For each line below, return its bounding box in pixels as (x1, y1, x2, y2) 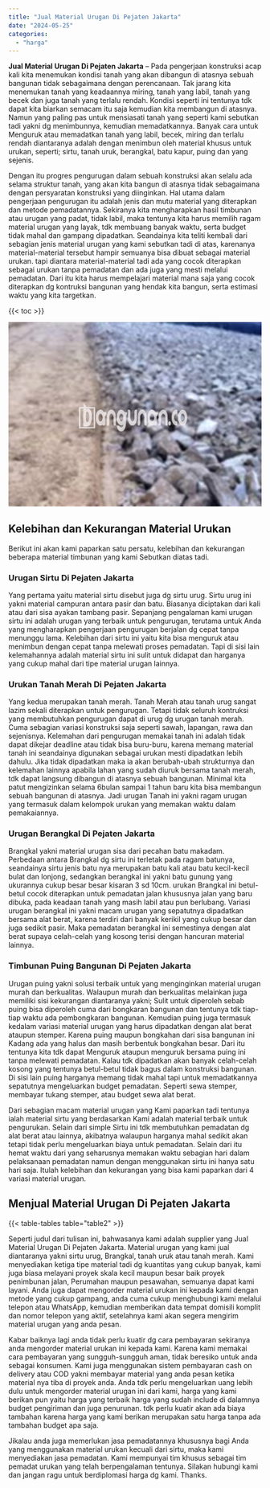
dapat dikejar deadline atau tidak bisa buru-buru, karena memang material (8, 740, 254, 749)
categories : (8, 30, 48, 38)
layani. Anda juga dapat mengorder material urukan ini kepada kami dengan (8, 1285, 259, 1294)
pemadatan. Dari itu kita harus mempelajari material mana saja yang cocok (8, 273, 256, 283)
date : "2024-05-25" (8, 21, 74, 30)
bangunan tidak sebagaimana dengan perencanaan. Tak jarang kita (8, 79, 231, 88)
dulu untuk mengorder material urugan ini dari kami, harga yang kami (8, 1386, 237, 1396)
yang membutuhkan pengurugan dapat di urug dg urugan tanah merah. (8, 714, 245, 724)
